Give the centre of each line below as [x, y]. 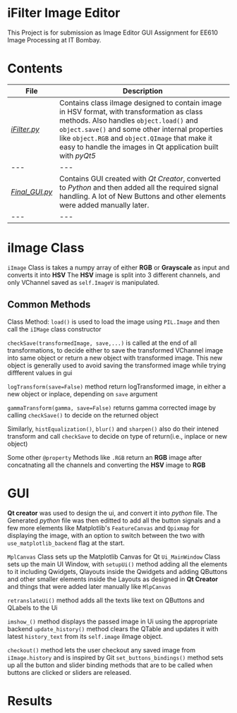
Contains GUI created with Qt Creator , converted [140, 178]
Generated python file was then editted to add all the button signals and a [114, 520]
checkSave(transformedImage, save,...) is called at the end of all [102, 343]
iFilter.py [25, 129]
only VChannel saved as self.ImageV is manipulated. [84, 282]
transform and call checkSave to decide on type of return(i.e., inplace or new [117, 436]
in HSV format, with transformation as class [131, 111]
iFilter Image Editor [64, 13]
